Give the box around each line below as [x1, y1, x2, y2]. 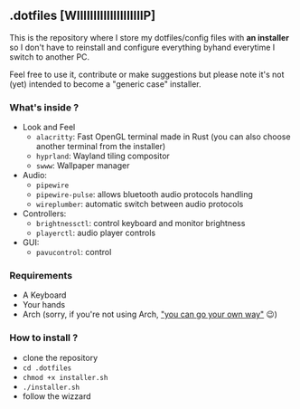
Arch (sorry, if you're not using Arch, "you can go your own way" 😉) [22, 309, 278, 320]
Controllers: [22, 208, 67, 219]
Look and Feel [22, 122, 76, 133]
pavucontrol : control [35, 247, 112, 258]
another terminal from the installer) [35, 141, 166, 152]
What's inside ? [9, 100, 80, 113]
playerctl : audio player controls [35, 227, 156, 239]
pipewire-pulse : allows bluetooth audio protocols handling [35, 189, 253, 200]
